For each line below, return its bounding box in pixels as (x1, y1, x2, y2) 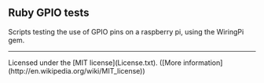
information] (183, 58, 223, 67)
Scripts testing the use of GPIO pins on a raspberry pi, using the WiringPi (8, 27, 244, 36)
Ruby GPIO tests (8, 6, 90, 20)
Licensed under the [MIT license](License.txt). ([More (8, 58, 182, 67)
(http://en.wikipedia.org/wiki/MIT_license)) (8, 66, 145, 75)
